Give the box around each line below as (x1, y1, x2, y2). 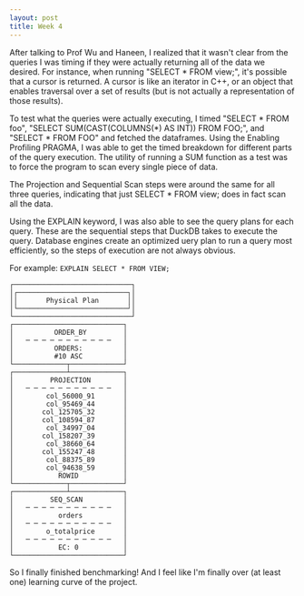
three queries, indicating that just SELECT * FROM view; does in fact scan (9, 188, 286, 199)
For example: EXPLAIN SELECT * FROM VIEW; (9, 262, 171, 273)
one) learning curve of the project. (9, 576, 138, 587)
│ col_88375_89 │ (9, 455, 128, 464)
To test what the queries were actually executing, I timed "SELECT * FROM (9, 113, 289, 124)
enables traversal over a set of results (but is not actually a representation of (9, 86, 295, 96)
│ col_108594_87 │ (9, 415, 128, 424)
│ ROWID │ (9, 470, 128, 480)
